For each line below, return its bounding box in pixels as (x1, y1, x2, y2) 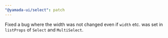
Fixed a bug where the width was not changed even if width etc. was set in (5, 21, 163, 27)
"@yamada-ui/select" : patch (5, 7, 65, 13)
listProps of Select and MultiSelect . (5, 26, 84, 33)
